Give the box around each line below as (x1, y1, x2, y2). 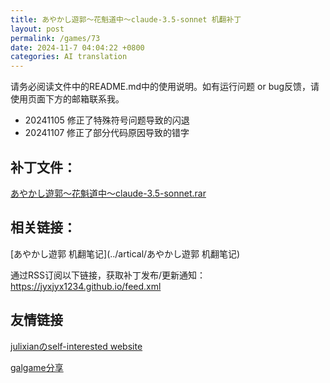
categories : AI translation (10, 52, 128, 62)
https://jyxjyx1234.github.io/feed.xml (10, 280, 162, 292)
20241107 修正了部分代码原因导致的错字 (24, 127, 190, 139)
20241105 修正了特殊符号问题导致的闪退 (24, 114, 190, 126)
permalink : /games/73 (10, 33, 101, 43)
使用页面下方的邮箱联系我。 (10, 93, 125, 105)
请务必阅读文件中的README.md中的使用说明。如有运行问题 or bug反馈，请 (10, 81, 320, 93)
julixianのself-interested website (10, 340, 143, 352)
